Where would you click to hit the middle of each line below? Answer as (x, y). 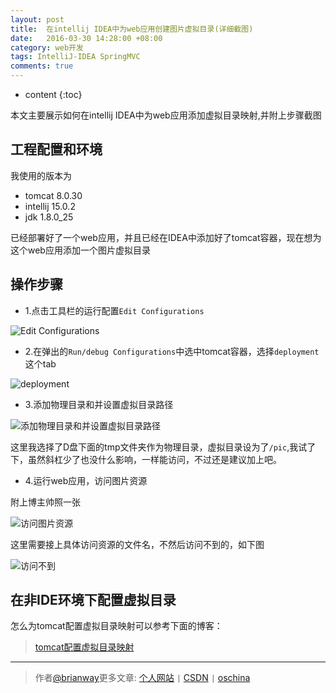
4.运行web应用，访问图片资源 (86, 480)
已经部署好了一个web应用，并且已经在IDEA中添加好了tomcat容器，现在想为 (166, 237)
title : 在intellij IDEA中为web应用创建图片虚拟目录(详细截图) (132, 29)
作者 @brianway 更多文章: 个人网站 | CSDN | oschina (142, 678)
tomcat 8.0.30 (53, 195)
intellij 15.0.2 (50, 206)
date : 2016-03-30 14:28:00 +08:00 (86, 38)
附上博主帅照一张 (45, 502)
